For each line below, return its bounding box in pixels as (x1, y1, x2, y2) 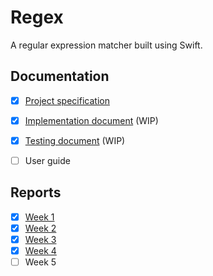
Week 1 (24, 211, 55, 223)
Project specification (24, 94, 110, 106)
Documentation (10, 68, 110, 85)
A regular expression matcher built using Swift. (10, 39, 203, 51)
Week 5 (24, 256, 57, 268)
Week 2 (24, 222, 57, 234)
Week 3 (24, 233, 57, 245)
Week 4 (24, 245, 57, 256)
